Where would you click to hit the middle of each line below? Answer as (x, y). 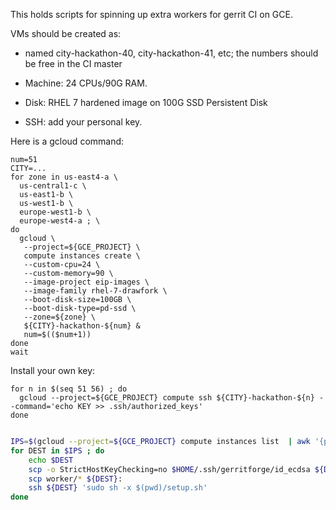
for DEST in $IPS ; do (57, 450)
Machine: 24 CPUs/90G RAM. (86, 83)
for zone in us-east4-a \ (64, 177)
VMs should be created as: (66, 33)
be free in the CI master (73, 63)
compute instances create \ (82, 256)
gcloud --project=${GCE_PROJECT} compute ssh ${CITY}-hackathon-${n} (167, 398)
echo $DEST (51, 460)
